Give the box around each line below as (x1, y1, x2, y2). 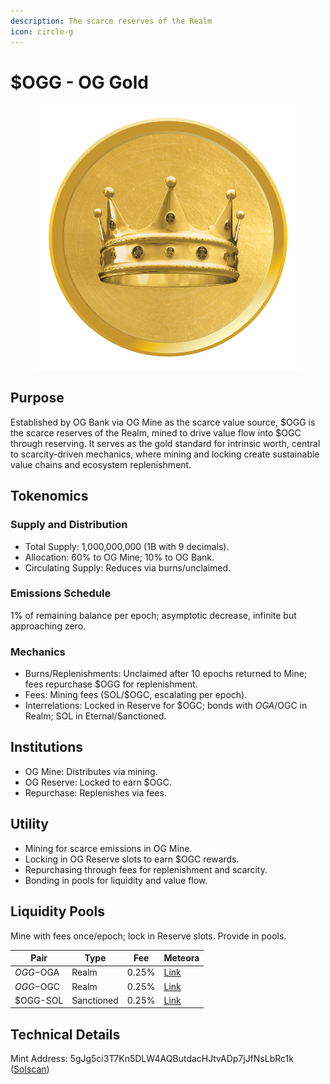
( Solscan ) (10, 1063, 50, 1075)
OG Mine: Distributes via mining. (24, 765, 158, 777)
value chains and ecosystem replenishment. (10, 458, 192, 470)
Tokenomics (10, 488, 89, 505)
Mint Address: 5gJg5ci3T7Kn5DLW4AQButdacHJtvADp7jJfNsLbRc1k (10, 1053, 294, 1065)
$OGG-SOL (14, 994, 64, 1006)
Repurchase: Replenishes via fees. (24, 786, 167, 799)
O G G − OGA (14, 966, 60, 979)
